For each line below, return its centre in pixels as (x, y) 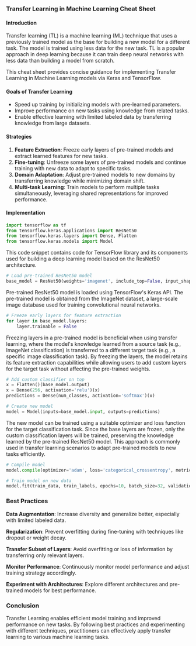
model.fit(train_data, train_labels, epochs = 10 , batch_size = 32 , (86, 486)
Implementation (26, 213)
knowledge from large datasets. (53, 123)
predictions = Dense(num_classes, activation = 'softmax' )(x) (81, 396)
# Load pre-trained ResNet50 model (49, 276)
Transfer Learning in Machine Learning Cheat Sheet (81, 9)
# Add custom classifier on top (45, 379)
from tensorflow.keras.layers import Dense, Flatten (71, 236)
